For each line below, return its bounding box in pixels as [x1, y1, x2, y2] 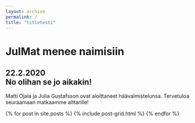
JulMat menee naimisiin [5, 45, 125, 58]
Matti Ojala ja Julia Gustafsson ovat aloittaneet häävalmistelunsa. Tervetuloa [5, 93, 190, 100]
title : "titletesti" [5, 19, 56, 25]
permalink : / [5, 14, 38, 20]
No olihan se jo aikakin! [5, 77, 92, 87]
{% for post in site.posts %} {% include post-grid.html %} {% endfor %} [5, 110, 180, 117]
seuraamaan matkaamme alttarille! [5, 99, 89, 106]
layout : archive [5, 8, 45, 15]
